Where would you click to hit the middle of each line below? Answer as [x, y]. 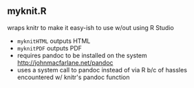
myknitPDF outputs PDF [50, 48]
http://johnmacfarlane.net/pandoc [65, 62]
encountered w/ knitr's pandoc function [73, 77]
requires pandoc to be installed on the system [82, 55]
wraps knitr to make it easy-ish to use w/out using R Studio [90, 27]
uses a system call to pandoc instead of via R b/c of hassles [102, 70]
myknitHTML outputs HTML [54, 41]
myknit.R [27, 11]
